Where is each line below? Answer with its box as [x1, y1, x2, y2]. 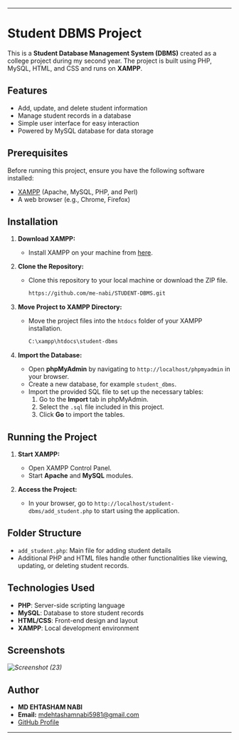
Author [7, 684, 39, 696]
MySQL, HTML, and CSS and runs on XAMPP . [7, 64, 143, 72]
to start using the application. [93, 506, 180, 515]
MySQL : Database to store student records [17, 608, 144, 617]
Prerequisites [7, 147, 68, 159]
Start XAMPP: [17, 450, 60, 458]
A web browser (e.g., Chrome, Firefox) [17, 195, 130, 203]
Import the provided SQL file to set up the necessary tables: [28, 387, 204, 396]
